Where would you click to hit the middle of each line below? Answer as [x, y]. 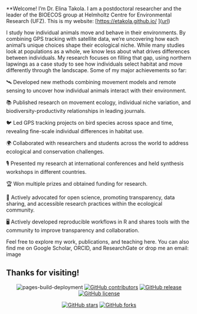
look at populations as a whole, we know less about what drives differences [98, 51]
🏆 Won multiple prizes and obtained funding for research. [77, 184]
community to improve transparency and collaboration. [73, 230]
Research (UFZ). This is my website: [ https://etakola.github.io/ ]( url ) [88, 21]
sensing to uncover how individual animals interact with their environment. [96, 90]
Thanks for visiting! [43, 273]
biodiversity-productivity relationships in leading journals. [76, 111]
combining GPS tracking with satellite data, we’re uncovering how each [92, 39]
